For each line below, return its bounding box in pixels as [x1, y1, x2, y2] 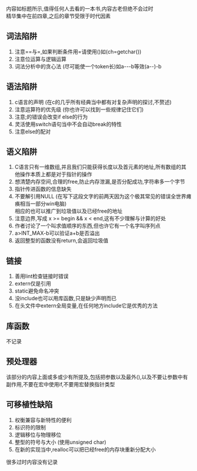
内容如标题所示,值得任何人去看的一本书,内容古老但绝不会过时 [6, 5, 154, 12]
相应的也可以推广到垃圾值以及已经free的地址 [14, 208, 123, 215]
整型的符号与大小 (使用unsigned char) [14, 438, 107, 446]
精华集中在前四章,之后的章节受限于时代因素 [6, 12, 111, 19]
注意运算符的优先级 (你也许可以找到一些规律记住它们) [14, 105, 144, 113]
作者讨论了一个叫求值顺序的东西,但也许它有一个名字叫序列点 [14, 223, 161, 230]
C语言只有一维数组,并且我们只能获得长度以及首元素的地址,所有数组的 [14, 164, 182, 171]
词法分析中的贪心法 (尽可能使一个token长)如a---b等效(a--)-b [14, 62, 162, 69]
